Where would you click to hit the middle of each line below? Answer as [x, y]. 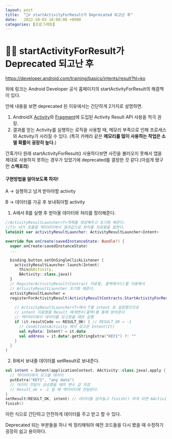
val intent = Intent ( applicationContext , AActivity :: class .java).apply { [86, 371]
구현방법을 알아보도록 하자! [32, 179]
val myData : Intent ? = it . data [52, 331]
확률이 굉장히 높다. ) [37, 143]
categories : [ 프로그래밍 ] [30, 24]
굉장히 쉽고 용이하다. [26, 431]
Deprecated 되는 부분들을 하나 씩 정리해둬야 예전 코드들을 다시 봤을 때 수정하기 [84, 425]
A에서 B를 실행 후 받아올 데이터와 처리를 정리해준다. [64, 213]
